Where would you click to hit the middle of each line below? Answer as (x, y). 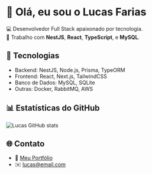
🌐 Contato (25, 144)
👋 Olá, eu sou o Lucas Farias (76, 12)
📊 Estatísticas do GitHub (53, 108)
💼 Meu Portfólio (34, 158)
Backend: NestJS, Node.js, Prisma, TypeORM (70, 70)
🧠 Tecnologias (33, 56)
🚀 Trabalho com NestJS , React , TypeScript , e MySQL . (73, 37)
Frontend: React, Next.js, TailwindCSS (61, 76)
